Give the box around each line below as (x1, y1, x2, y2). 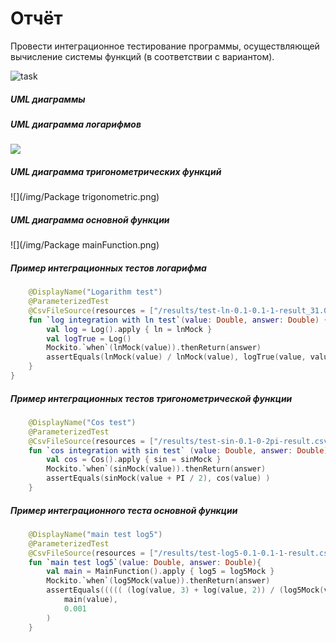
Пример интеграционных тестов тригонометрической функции (10, 392, 293, 404)
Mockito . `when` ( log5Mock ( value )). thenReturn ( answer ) (46, 576, 271, 586)
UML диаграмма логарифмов (10, 118, 142, 130)
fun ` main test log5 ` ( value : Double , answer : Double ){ (28, 557, 262, 567)
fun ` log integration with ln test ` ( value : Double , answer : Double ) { (28, 315, 329, 325)
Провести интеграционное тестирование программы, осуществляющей (10, 40, 320, 52)
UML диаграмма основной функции (10, 213, 170, 226)
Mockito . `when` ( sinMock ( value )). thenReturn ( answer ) (46, 464, 267, 474)
